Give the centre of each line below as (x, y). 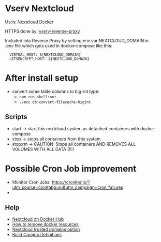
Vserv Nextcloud (39, 8)
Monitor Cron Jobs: (31, 182)
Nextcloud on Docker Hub (38, 219)
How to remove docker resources (45, 224)
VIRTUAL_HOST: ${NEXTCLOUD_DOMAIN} (45, 54)
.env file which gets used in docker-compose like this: (59, 45)
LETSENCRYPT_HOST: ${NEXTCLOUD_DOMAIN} (50, 59)
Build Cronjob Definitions (37, 235)
